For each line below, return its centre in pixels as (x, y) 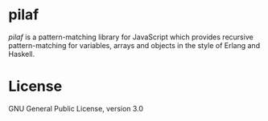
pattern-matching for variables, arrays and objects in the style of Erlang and (134, 45)
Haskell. (22, 54)
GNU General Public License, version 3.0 (76, 108)
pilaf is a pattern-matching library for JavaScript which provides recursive (131, 37)
